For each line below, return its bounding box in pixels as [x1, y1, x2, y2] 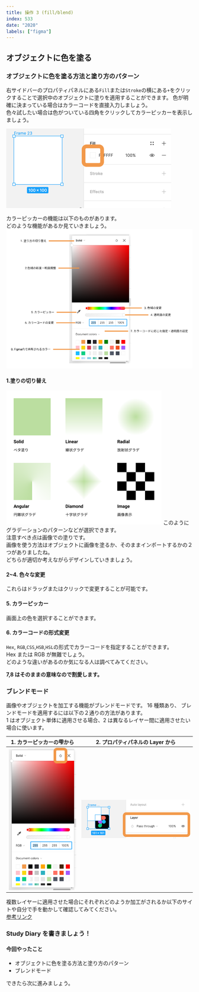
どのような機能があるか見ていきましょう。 [6, 222, 110, 229]
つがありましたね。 [6, 549, 53, 556]
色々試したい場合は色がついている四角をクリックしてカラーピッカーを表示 [6, 109, 188, 116]
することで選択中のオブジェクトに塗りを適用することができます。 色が [11, 94, 184, 101]
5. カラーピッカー [6, 600, 49, 607]
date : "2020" [6, 22, 38, 28]
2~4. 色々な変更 [6, 571, 46, 578]
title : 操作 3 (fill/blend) [6, 10, 74, 15]
